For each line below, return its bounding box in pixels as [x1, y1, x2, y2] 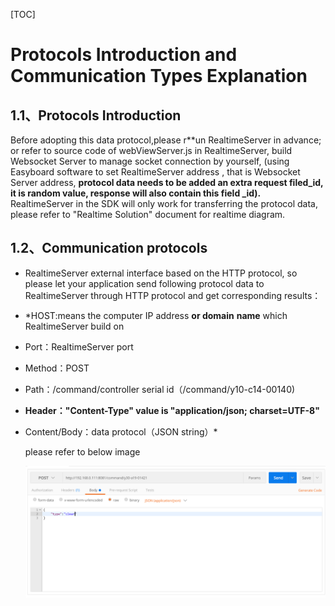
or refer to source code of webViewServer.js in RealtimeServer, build [10, 145, 293, 156]
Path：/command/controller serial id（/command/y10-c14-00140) [24, 383, 296, 395]
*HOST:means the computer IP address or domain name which [24, 309, 288, 321]
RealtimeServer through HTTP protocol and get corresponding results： [24, 289, 322, 301]
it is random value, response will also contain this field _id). [10, 187, 262, 199]
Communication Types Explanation [10, 65, 308, 88]
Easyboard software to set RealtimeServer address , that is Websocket [10, 166, 301, 178]
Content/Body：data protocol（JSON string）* [24, 425, 218, 438]
